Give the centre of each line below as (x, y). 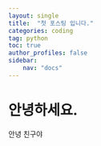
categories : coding (41, 30)
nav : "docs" (42, 68)
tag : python (28, 38)
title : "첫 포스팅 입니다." (51, 23)
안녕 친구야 (26, 134)
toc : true (25, 46)
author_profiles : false (48, 53)
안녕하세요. (43, 110)
